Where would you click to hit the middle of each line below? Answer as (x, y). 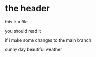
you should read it (23, 31)
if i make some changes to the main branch (48, 40)
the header (27, 8)
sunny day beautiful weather (33, 49)
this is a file (16, 22)
